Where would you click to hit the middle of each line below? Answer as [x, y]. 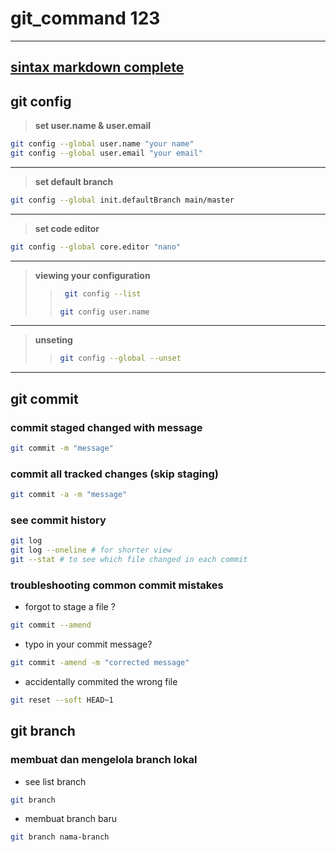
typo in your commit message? [88, 644]
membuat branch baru [71, 819]
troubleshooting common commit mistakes [117, 585]
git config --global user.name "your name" [102, 144]
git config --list [103, 293]
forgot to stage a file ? [70, 607]
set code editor [67, 228]
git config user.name [104, 312]
